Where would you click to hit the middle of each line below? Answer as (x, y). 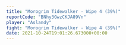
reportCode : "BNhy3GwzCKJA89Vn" (46, 17)
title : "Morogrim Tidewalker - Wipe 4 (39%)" (63, 11)
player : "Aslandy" (29, 22)
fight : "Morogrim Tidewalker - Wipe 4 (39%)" (63, 28)
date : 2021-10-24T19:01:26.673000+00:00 (57, 33)
